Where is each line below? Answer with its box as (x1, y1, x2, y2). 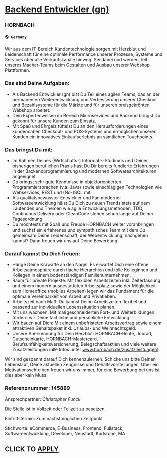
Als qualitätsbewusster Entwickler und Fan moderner (12, 194, 121, 201)
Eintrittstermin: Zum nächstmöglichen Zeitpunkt (5, 415, 103, 421)
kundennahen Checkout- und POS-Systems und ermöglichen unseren (12, 128, 157, 134)
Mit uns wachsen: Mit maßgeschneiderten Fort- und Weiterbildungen (12, 309, 155, 315)
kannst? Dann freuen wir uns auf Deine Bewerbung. (12, 237, 119, 244)
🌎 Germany (5, 34, 27, 40)
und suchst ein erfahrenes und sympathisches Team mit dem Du (12, 226, 146, 233)
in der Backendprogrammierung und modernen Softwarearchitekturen (12, 168, 157, 174)
